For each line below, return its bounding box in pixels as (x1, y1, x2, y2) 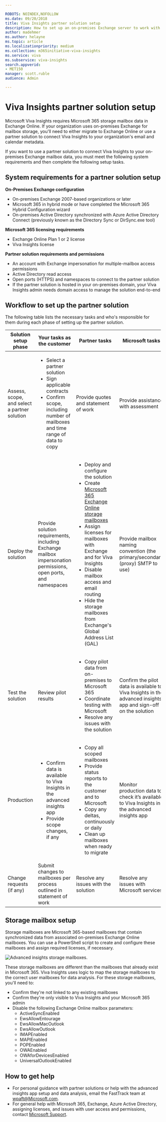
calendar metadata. (5, 139, 45, 145)
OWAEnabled (19, 1047, 47, 1053)
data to (46, 437, 63, 444)
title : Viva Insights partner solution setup (5, 21, 100, 26)
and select (7, 400, 32, 407)
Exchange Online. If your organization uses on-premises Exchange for (5, 123, 148, 129)
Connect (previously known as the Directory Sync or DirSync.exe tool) (12, 217, 156, 223)
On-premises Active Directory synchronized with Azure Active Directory (12, 212, 159, 217)
